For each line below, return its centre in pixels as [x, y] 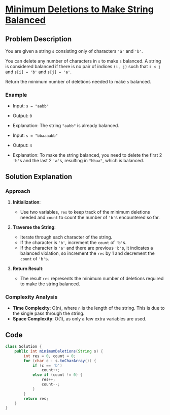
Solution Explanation [39, 176]
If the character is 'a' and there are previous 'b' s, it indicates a [87, 248]
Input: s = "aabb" [31, 106]
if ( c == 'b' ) [47, 365]
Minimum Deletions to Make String [79, 9]
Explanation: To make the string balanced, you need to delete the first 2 [87, 155]
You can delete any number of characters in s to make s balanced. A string [83, 61]
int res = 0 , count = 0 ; [50, 356]
